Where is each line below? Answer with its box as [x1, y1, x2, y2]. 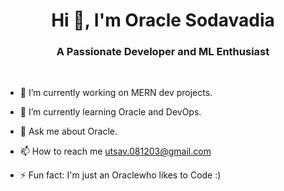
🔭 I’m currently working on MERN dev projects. [19, 87, 213, 99]
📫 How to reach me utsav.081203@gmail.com [19, 145, 212, 158]
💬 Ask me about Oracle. [19, 125, 118, 138]
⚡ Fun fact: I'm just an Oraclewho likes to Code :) [19, 169, 222, 181]
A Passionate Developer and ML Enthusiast [56, 45, 270, 59]
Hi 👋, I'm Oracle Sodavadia [51, 9, 275, 32]
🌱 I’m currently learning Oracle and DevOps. [19, 106, 202, 118]
